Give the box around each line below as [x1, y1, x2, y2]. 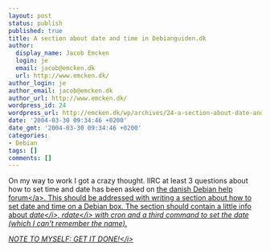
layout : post [8, 11, 52, 20]
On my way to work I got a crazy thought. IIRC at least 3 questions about [8, 176, 248, 186]
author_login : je [8, 79, 67, 87]
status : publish [8, 19, 63, 27]
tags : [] [8, 146, 38, 154]
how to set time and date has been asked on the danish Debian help [8, 184, 233, 194]
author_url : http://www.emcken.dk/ [8, 94, 128, 102]
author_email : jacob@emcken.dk [8, 86, 113, 95]
